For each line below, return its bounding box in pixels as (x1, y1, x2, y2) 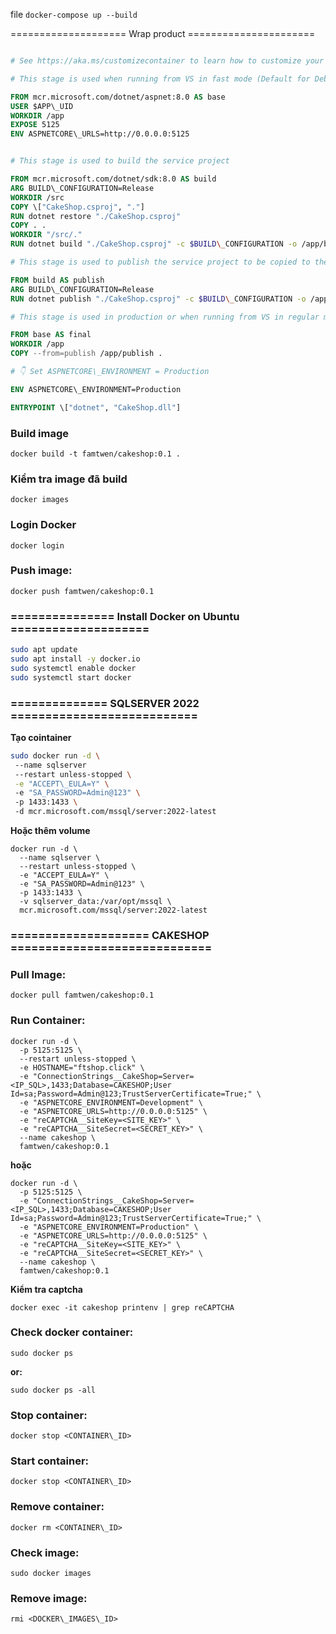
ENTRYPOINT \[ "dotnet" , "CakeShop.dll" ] (10, 402, 182, 413)
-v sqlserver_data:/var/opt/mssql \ (19, 897, 172, 907)
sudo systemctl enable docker (10, 663, 137, 673)
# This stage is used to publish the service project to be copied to (10, 257, 311, 267)
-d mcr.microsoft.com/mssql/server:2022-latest (14, 807, 217, 817)
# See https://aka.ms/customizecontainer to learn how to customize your (10, 56, 325, 66)
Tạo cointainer (10, 731, 72, 743)
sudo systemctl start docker (10, 672, 132, 683)
